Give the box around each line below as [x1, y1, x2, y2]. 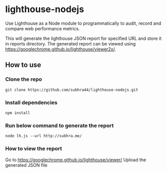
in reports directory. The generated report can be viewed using [5, 40, 136, 46]
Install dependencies [5, 99, 58, 106]
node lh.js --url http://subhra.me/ [5, 134, 82, 139]
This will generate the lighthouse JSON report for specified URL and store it [5, 35, 162, 41]
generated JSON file [5, 162, 48, 168]
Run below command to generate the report [5, 122, 114, 129]
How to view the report [5, 145, 62, 152]
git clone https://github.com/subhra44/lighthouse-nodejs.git [5, 87, 138, 92]
